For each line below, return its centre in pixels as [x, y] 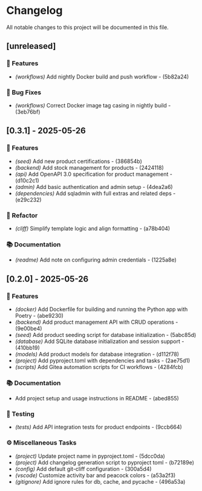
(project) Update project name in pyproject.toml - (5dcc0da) [90, 456]
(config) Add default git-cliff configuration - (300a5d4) [83, 469]
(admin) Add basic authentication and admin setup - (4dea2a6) [94, 187]
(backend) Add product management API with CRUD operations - [96, 322]
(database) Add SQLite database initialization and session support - [99, 341]
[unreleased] [31, 46]
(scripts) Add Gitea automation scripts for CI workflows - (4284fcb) [99, 367]
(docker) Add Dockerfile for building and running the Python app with [101, 309]
